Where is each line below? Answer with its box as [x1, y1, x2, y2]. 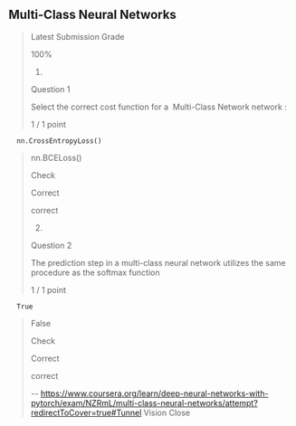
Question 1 [30, 83, 71, 94]
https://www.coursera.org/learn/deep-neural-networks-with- [40, 388, 269, 399]
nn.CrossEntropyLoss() [16, 136, 102, 146]
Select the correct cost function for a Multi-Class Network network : [30, 101, 287, 112]
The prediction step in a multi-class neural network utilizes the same [30, 257, 286, 268]
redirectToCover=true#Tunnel [30, 407, 142, 418]
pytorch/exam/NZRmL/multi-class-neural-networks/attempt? [30, 397, 259, 408]
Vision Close [143, 407, 191, 418]
